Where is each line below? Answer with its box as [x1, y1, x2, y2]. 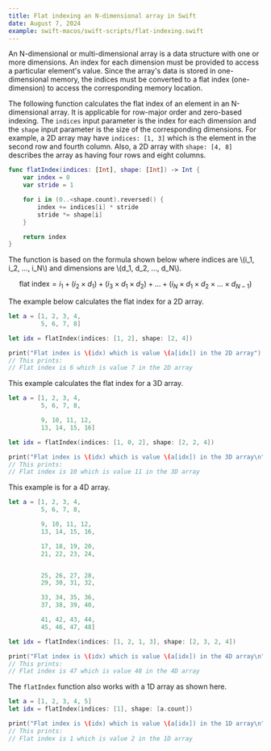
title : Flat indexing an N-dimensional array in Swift [8, 11, 197, 20]
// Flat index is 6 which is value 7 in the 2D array [8, 364, 194, 372]
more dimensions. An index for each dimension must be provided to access [8, 57, 260, 67]
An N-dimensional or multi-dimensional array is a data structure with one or [8, 49, 260, 59]
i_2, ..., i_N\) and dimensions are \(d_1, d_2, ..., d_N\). [8, 263, 182, 273]
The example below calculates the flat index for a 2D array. [8, 296, 204, 307]
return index [23, 233, 67, 241]
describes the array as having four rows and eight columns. [8, 150, 206, 160]
